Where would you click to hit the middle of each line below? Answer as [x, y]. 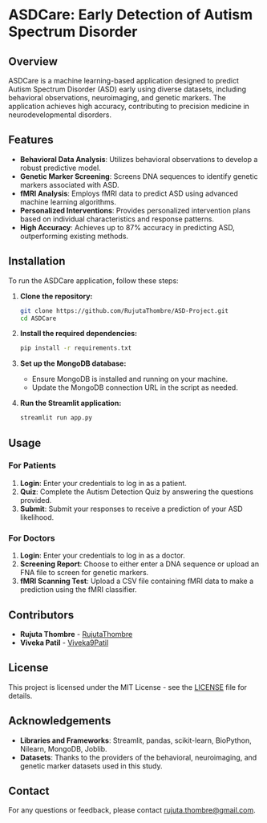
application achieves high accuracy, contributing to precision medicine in [129, 106]
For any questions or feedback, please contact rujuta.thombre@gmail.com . [132, 810]
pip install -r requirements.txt [76, 348]
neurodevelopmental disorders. [60, 115]
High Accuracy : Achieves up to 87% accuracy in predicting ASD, [127, 227]
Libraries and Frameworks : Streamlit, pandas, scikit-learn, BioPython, [136, 740]
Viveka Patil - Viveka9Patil [64, 643]
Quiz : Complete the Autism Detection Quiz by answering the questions [137, 492]
